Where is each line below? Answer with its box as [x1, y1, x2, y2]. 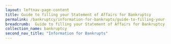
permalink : [5, 17, 28, 22]
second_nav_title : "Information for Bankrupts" [5, 31, 108, 36]
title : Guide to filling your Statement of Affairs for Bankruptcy [5, 12, 152, 17]
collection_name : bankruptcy [5, 26, 67, 31]
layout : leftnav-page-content [5, 7, 70, 13]
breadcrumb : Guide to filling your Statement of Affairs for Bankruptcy [5, 21, 165, 27]
